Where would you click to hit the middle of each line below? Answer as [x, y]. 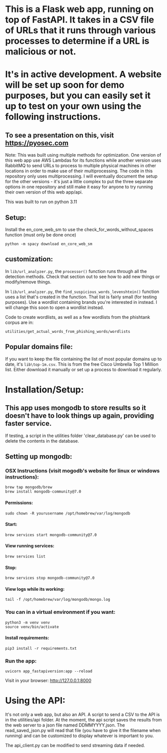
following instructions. [53, 117]
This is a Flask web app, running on [80, 9]
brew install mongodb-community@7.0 [43, 492]
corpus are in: [19, 322]
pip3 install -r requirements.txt [41, 648]
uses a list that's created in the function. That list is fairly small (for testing [81, 297]
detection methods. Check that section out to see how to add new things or [83, 276]
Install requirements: [27, 638]
